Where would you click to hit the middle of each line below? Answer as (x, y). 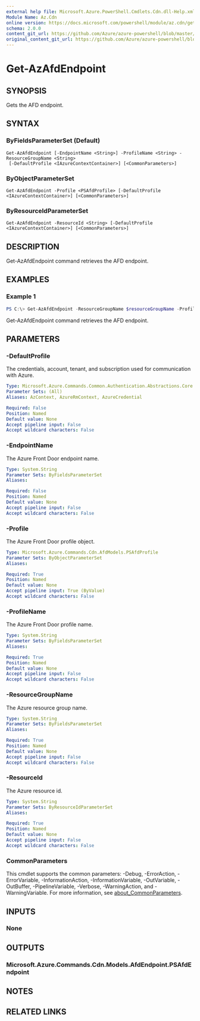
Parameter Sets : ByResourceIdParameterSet (60, 807)
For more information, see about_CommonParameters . (116, 893)
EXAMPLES (28, 280)
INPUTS (21, 911)
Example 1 (21, 296)
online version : (26, 23)
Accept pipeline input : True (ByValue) (56, 591)
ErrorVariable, (23, 880)
